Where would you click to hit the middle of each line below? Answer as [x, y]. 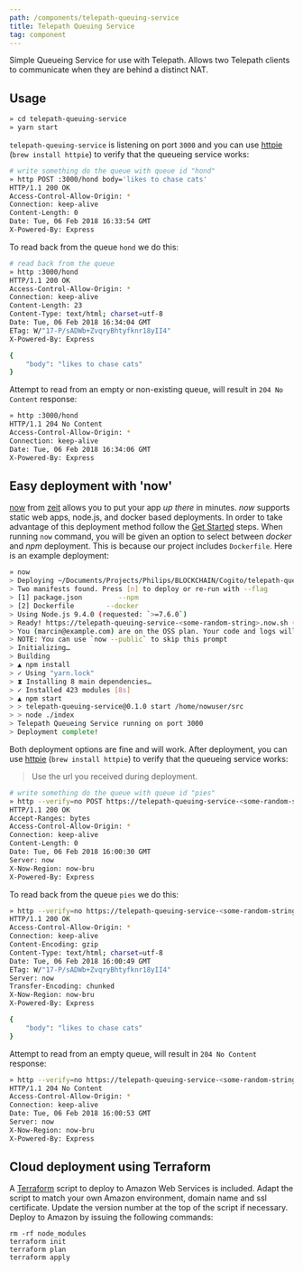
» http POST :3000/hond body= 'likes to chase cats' [108, 179]
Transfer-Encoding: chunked [62, 986]
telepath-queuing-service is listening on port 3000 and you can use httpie [146, 145]
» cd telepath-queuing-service [68, 119]
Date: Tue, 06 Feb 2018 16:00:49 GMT [80, 961]
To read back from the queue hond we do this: [94, 247]
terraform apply [40, 1257]
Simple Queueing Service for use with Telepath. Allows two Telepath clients [150, 61]
